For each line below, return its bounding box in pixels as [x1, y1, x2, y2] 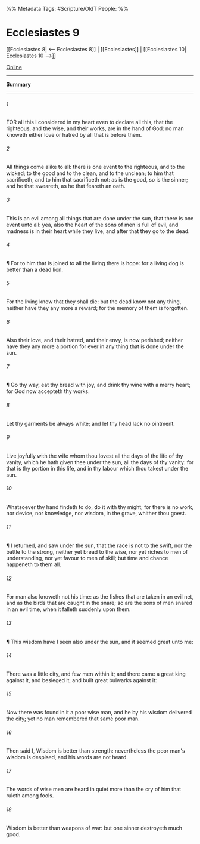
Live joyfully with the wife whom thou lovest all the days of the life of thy [6, 452, 183, 459]
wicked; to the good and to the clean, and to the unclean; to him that [6, 170, 174, 177]
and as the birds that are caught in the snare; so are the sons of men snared [6, 600, 192, 607]
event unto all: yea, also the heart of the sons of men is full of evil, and [6, 221, 179, 228]
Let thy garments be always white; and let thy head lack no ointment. [6, 420, 176, 427]
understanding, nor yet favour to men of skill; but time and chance [6, 555, 168, 562]
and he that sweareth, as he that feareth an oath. [6, 182, 126, 190]
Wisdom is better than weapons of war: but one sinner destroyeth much [6, 824, 183, 831]
